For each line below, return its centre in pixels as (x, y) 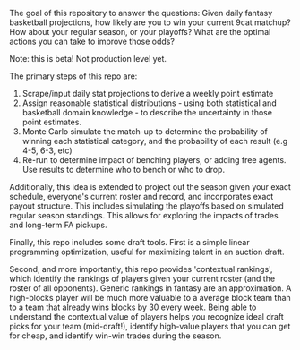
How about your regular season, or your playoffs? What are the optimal (140, 32)
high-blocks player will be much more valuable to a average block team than (150, 298)
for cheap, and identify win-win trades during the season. (116, 336)
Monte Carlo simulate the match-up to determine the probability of (145, 132)
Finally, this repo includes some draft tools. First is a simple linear (129, 242)
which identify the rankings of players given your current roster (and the (142, 278)
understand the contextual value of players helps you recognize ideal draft (146, 316)
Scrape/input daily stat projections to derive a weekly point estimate (148, 94)
